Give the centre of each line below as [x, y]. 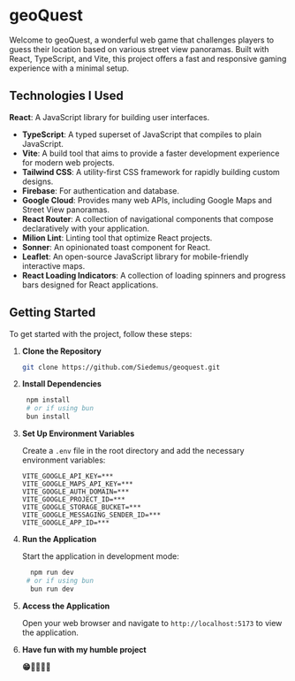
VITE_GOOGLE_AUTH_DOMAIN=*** [76, 492]
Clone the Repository [61, 351]
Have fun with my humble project [84, 649]
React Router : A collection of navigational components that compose [147, 218]
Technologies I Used [66, 96]
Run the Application [59, 539]
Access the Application [66, 606]
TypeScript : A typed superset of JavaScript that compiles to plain [142, 134]
